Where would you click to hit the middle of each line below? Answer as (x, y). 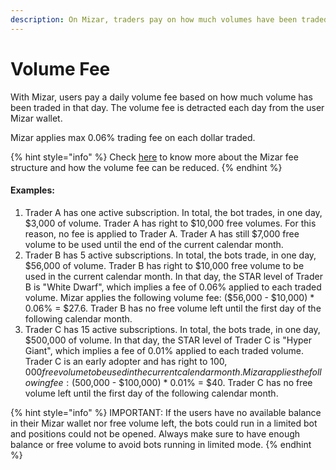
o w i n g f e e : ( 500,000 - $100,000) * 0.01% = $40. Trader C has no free (168, 382)
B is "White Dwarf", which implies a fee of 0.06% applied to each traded (173, 287)
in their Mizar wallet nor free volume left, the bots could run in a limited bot (164, 423)
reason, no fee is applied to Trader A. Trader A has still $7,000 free (162, 233)
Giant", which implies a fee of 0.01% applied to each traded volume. (164, 350)
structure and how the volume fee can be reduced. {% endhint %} (146, 167)
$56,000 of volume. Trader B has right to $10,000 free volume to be (164, 265)
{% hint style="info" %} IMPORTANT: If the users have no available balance (166, 412)
